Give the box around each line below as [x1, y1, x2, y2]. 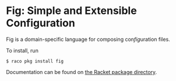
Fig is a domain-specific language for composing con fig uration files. [6, 36, 170, 43]
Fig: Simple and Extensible [6, 4, 137, 17]
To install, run [6, 47, 39, 54]
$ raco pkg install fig [6, 58, 64, 64]
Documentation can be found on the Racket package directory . [6, 68, 157, 75]
